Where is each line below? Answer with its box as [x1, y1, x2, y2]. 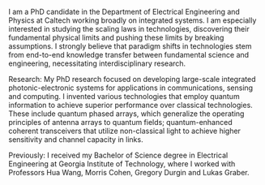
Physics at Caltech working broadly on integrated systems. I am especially [8, 15, 257, 25]
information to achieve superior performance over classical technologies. [8, 101, 253, 110]
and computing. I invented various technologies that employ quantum [8, 92, 241, 101]
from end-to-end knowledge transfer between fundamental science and [8, 50, 250, 59]
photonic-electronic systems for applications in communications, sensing [8, 83, 254, 92]
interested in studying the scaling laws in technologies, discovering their [8, 24, 250, 33]
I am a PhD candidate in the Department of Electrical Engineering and [8, 7, 241, 16]
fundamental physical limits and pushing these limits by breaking [8, 32, 224, 42]
